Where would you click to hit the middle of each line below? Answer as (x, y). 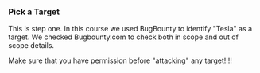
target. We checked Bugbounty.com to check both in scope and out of (123, 37)
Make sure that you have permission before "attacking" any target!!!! (120, 60)
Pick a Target (34, 12)
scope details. (31, 46)
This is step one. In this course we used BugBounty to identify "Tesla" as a (130, 29)
